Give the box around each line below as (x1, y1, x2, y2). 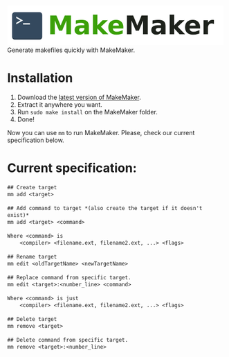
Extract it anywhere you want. (17, 100, 102, 109)
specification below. (7, 136, 64, 144)
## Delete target (7, 315, 57, 322)
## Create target (7, 184, 57, 191)
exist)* (7, 211, 30, 218)
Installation (7, 70, 73, 86)
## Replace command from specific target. (7, 274, 131, 281)
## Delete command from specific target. (7, 336, 129, 343)
